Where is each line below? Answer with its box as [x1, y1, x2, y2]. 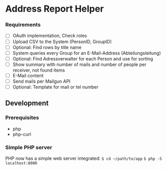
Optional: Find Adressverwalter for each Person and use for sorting [12, 55, 153, 61]
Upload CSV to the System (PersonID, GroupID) [12, 39, 112, 45]
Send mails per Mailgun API [12, 78, 71, 84]
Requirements [5, 21, 41, 28]
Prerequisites [5, 114, 39, 121]
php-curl [12, 131, 31, 137]
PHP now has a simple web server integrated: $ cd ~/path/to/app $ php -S [5, 155, 162, 161]
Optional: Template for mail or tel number [12, 84, 99, 90]
